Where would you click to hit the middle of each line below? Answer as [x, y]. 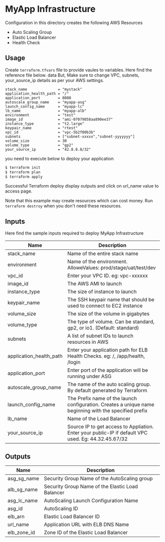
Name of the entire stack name [103, 254]
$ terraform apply [24, 177]
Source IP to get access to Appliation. [110, 427]
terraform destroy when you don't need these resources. [63, 206]
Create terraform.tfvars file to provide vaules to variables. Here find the [79, 70]
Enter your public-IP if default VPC [107, 433]
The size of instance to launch [102, 292]
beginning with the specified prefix [107, 411]
